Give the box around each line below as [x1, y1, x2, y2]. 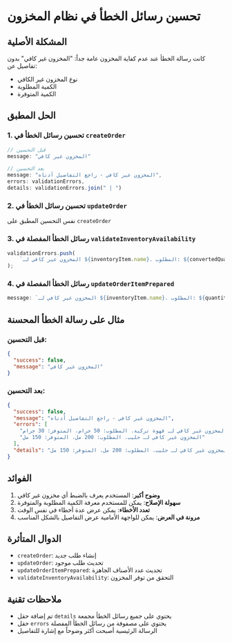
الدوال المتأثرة [7, 533, 62, 544]
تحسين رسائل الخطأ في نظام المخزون [7, 8, 201, 24]
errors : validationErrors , [7, 178, 85, 185]
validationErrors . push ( [7, 249, 76, 257]
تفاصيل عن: [7, 62, 37, 70]
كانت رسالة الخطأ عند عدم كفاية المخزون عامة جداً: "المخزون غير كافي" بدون [7, 54, 206, 62]
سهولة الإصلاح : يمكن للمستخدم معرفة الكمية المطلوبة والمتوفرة [17, 498, 181, 506]
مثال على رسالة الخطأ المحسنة [7, 314, 125, 326]
